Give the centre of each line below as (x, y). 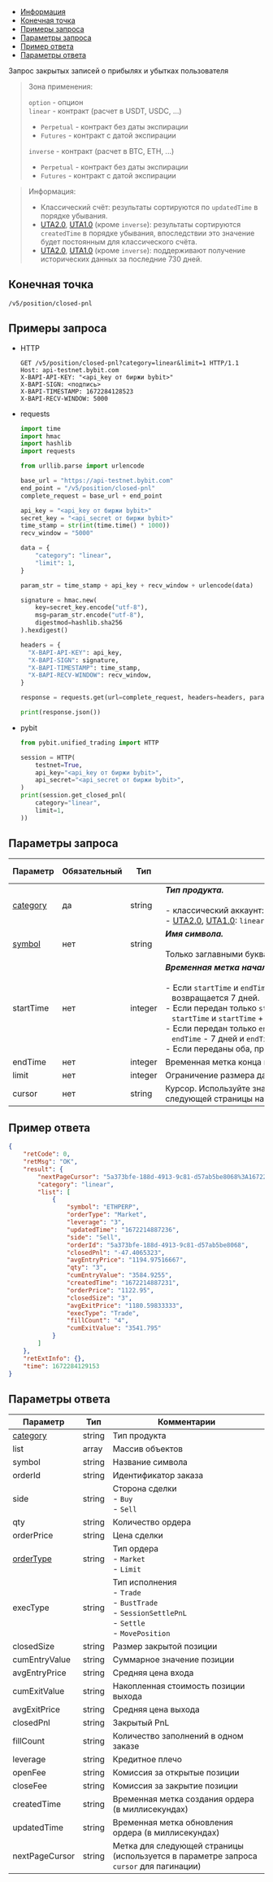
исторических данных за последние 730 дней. (121, 259)
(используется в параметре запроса (185, 1856)
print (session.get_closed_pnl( (73, 796)
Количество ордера (152, 1522)
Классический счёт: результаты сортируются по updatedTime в (149, 207)
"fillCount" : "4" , (97, 1321)
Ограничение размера (210, 1076)
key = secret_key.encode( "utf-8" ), (92, 608)
